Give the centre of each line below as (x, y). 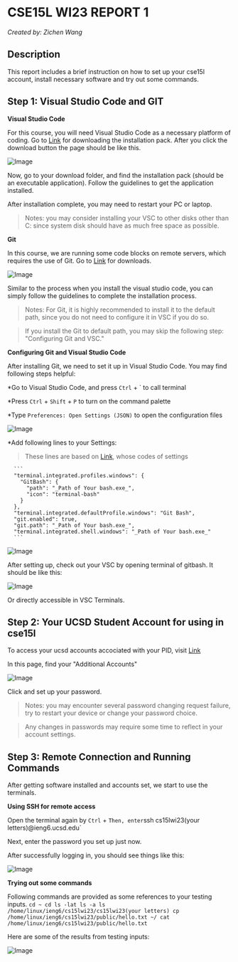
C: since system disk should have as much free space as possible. (122, 226)
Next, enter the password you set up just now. (75, 842)
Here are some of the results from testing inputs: (79, 937)
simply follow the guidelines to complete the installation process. (102, 295)
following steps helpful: (42, 374)
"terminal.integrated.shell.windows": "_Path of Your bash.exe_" (113, 532)
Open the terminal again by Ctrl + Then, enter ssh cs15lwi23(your (104, 820)
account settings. (50, 734)
